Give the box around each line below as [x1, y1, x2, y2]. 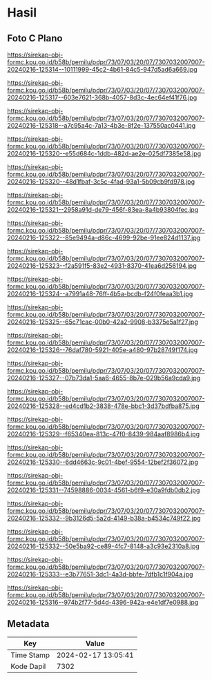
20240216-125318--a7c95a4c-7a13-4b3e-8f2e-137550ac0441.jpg [7, 122, 196, 129]
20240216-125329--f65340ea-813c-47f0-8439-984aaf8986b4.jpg [7, 430, 200, 438]
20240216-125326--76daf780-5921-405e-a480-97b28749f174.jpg [7, 346, 198, 353]
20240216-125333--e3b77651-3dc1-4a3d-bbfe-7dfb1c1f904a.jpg [7, 570, 193, 578]
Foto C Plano [7, 32, 63, 44]
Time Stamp [10, 650, 50, 660]
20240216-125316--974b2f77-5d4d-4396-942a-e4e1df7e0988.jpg [7, 599, 199, 606]
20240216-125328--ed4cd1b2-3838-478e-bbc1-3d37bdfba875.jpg [7, 402, 200, 410]
